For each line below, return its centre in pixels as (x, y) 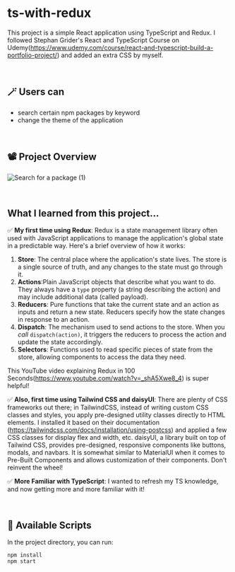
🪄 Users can (36, 92)
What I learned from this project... (83, 213)
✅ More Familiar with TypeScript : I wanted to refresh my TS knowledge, (113, 481)
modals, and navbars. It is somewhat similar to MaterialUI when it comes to (116, 453)
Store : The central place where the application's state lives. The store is (122, 259)
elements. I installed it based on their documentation (84, 423)
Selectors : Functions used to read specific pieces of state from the (115, 350)
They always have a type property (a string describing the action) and (119, 290)
